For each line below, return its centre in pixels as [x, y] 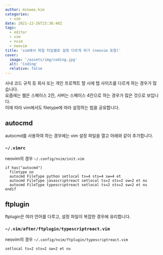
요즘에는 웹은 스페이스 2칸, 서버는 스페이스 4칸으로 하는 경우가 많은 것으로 [75, 95]
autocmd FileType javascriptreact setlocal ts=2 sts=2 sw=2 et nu [78, 181]
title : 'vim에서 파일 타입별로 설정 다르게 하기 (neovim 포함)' [63, 50]
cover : [12, 55]
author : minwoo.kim [25, 10]
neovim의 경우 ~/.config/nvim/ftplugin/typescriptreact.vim [67, 239]
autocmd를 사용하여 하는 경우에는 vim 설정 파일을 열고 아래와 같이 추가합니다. [79, 135]
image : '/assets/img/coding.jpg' [43, 60]
